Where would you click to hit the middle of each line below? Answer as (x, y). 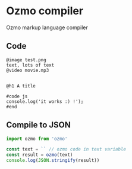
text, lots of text (30, 65)
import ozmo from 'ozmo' (37, 139)
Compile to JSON (39, 125)
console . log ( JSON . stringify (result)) (53, 161)
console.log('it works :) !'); (45, 101)
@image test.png (26, 60)
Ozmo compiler (45, 11)
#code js (17, 96)
